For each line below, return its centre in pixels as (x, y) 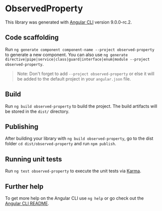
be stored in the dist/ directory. (37, 111)
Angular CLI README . (27, 203)
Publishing (22, 126)
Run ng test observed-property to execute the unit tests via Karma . (73, 171)
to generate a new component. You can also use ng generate (67, 54)
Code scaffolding (32, 38)
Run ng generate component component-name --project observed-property (80, 49)
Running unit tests (34, 159)
